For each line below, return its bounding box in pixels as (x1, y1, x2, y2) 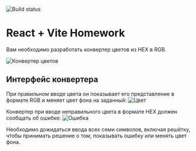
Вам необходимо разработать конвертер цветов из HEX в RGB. (6, 46, 167, 53)
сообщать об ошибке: (6, 114, 61, 121)
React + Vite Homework (6, 27, 126, 40)
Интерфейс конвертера (6, 75, 99, 85)
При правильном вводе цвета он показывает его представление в (6, 90, 175, 97)
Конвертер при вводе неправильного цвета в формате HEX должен (6, 108, 178, 115)
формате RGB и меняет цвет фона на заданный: (6, 97, 127, 104)
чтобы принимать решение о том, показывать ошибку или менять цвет (6, 132, 187, 139)
